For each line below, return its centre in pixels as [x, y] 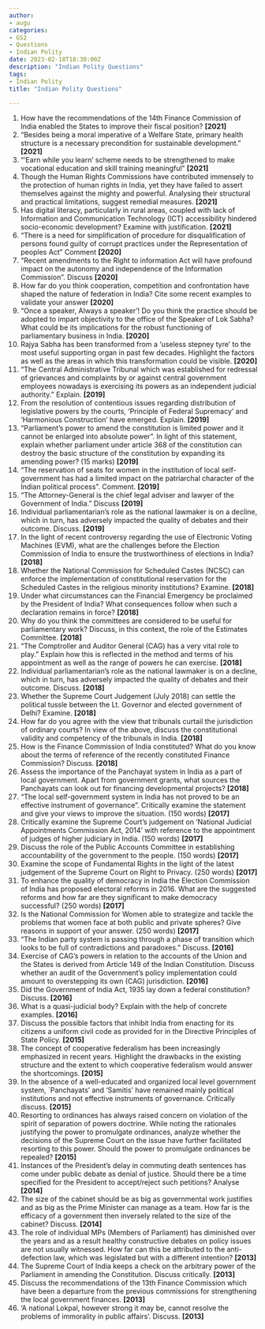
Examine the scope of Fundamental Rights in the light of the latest [127, 864]
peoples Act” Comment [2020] [71, 252]
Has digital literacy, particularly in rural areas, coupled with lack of [128, 211]
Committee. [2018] [51, 638]
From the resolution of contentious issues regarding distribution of [128, 403]
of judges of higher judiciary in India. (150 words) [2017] [112, 839]
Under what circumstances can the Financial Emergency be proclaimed [136, 595]
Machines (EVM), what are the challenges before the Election [120, 546]
